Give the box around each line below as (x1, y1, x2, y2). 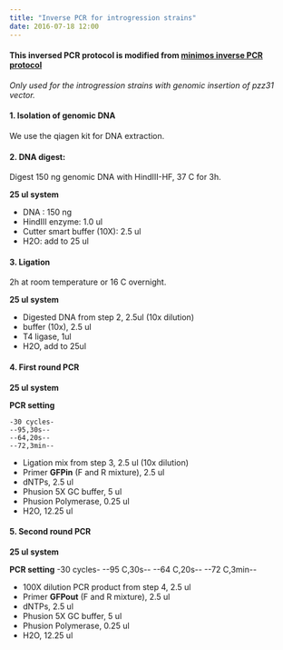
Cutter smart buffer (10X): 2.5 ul (22, 226, 141, 237)
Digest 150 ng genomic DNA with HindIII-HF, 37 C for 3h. (9, 172, 222, 183)
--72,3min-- (9, 441, 54, 450)
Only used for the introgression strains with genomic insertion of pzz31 (9, 79, 275, 91)
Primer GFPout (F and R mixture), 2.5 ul (22, 591, 171, 602)
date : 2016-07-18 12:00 (9, 22, 100, 31)
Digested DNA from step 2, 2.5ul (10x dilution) (22, 312, 195, 323)
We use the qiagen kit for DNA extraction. (9, 130, 165, 141)
